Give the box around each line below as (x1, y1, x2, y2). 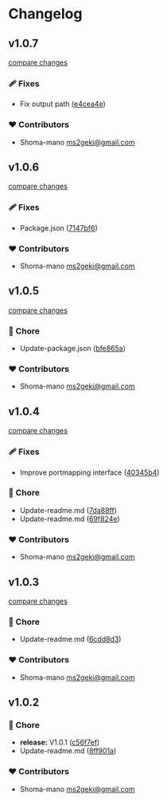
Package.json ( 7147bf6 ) (19, 223, 98, 232)
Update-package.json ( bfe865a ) (19, 344, 126, 354)
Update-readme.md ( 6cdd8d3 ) (19, 634, 122, 644)
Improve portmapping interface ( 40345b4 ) (19, 468, 161, 477)
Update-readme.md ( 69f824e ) (19, 514, 121, 523)
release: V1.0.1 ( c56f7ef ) (19, 737, 100, 747)
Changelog (8, 5, 83, 23)
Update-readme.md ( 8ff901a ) (19, 746, 117, 756)
